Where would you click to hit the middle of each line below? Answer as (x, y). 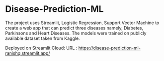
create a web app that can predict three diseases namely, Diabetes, (74, 28)
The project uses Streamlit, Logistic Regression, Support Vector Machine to (82, 23)
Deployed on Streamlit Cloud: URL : (41, 48)
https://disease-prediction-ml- (109, 48)
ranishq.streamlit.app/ (28, 53)
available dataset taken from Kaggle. (43, 38)
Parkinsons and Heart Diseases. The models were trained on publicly (76, 33)
